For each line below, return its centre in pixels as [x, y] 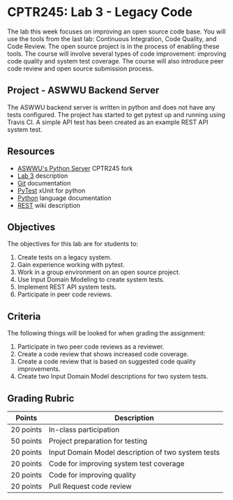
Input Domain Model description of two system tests [134, 452]
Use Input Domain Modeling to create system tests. [91, 280]
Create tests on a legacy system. [65, 257]
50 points [27, 441]
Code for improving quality [92, 475]
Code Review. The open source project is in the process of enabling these [113, 46]
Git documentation [44, 183]
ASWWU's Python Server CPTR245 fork [75, 168]
